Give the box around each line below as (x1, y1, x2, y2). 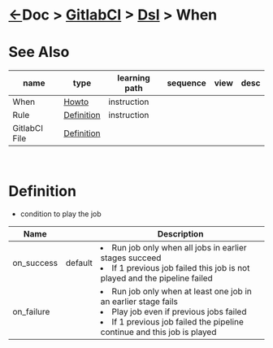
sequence (167, 77, 207, 89)
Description (157, 228, 204, 240)
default (65, 258, 93, 269)
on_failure (12, 307, 50, 318)
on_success (12, 258, 58, 269)
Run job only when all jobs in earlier (111, 242, 247, 254)
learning (117, 72, 150, 84)
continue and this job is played (100, 327, 217, 338)
